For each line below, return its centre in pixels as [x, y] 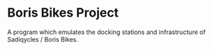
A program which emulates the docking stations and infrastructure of [106, 32]
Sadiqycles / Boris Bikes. [43, 39]
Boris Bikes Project [63, 13]
